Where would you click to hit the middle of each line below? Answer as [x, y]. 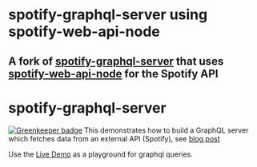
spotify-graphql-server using [108, 15]
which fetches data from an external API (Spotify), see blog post [114, 138]
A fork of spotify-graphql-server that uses [116, 61]
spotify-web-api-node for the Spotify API [113, 74]
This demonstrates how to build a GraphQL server [166, 130]
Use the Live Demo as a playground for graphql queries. [101, 154]
